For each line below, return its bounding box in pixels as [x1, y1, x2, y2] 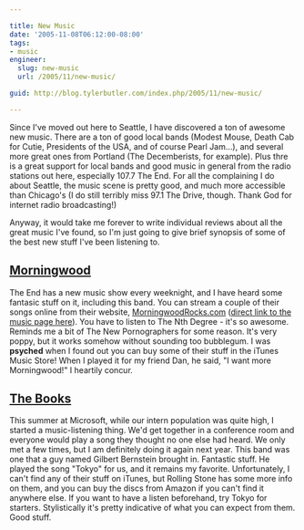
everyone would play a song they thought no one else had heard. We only [9, 434, 286, 445]
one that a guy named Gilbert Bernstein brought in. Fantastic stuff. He [9, 453, 270, 465]
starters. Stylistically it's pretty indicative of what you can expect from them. [9, 503, 296, 514]
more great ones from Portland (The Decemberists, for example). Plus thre [9, 151, 289, 161]
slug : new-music [17, 64, 79, 73]
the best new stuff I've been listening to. [9, 236, 161, 247]
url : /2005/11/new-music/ [17, 72, 117, 82]
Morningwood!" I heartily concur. [9, 364, 134, 375]
